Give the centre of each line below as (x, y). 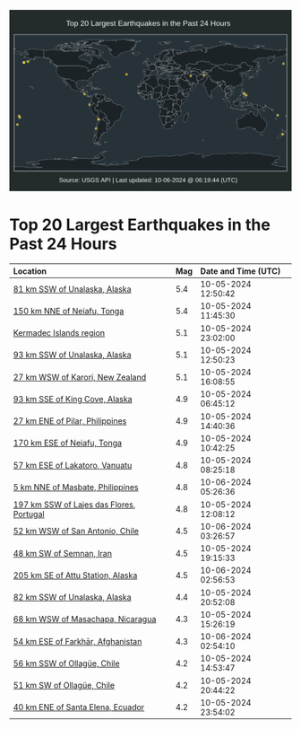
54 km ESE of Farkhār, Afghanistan (77, 641)
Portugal (29, 514)
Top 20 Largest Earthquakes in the (140, 224)
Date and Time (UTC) (241, 271)
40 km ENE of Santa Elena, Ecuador (79, 707)
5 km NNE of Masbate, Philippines (76, 487)
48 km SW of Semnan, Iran (62, 553)
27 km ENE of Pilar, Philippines (70, 421)
